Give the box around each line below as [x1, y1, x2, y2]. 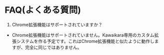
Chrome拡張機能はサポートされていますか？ [11, 22, 103, 27]
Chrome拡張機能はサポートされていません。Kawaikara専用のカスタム [11, 32, 155, 38]
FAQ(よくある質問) [4, 4, 81, 16]
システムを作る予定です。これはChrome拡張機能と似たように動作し [16, 38, 155, 44]
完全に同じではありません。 [25, 44, 82, 50]
